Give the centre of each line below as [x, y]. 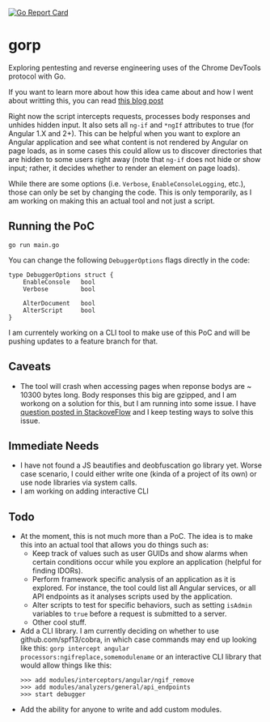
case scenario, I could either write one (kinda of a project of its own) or [138, 474]
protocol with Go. [37, 76]
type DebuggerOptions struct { [61, 275]
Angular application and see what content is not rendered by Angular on [128, 142]
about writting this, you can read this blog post [86, 100]
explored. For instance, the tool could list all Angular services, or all [144, 588]
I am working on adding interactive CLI [84, 491]
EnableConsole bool [59, 282]
